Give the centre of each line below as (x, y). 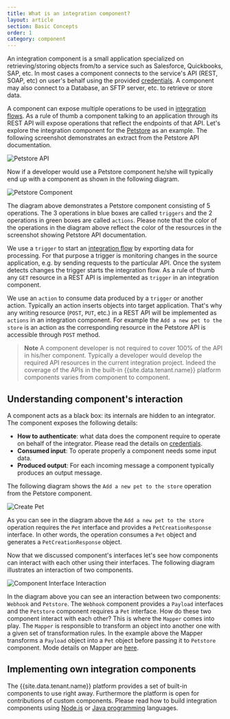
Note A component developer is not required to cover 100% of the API (123, 348)
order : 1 (20, 33)
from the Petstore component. (50, 493)
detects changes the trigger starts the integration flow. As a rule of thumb (111, 270)
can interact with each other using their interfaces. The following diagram (111, 562)
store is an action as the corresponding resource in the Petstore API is (106, 328)
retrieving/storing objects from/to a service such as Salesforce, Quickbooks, (115, 66)
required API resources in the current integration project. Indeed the (120, 363)
